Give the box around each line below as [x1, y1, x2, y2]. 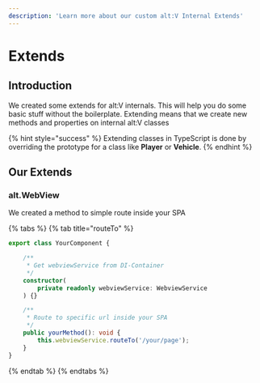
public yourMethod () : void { [23, 329, 121, 337]
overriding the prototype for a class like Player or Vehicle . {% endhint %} [8, 142, 253, 151]
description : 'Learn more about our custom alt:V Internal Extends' [8, 11, 244, 20]
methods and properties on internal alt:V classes [8, 117, 170, 127]
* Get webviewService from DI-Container [26, 262, 164, 270]
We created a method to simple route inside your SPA [8, 208, 186, 218]
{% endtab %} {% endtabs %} [8, 366, 109, 376]
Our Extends [8, 165, 73, 179]
